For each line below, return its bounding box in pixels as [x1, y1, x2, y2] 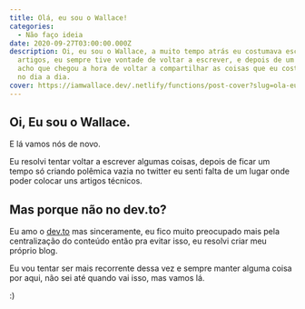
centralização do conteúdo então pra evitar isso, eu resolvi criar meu [9, 235, 268, 246]
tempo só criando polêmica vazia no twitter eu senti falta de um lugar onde [9, 165, 290, 177]
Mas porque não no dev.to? [9, 202, 167, 217]
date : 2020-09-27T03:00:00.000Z [9, 38, 132, 48]
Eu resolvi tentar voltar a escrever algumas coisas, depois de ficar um [9, 156, 271, 167]
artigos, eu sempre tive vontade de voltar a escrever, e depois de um [17, 55, 295, 65]
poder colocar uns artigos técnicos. [9, 175, 143, 186]
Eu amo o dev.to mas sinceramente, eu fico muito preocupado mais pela [9, 226, 280, 237]
